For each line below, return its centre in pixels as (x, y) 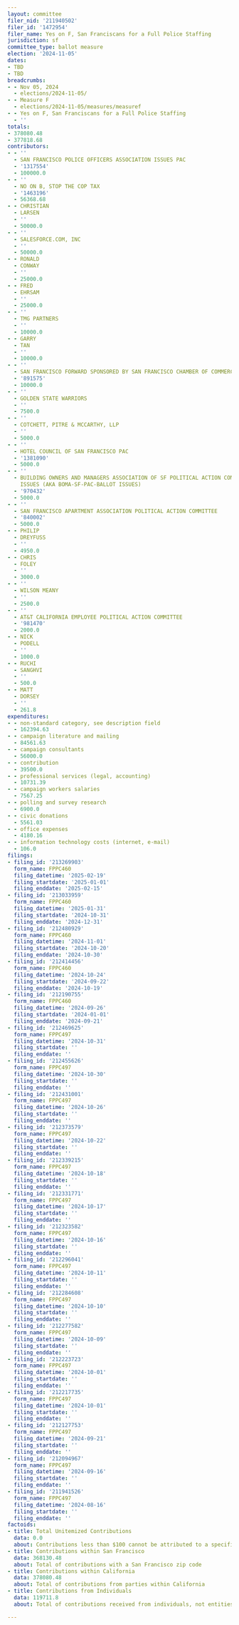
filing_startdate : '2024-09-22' (62, 981)
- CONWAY (27, 266)
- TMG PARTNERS (36, 319)
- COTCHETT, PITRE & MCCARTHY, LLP (67, 425)
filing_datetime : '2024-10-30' (60, 1074)
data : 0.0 (28, 1538)
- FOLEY (25, 564)
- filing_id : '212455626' (46, 1061)
